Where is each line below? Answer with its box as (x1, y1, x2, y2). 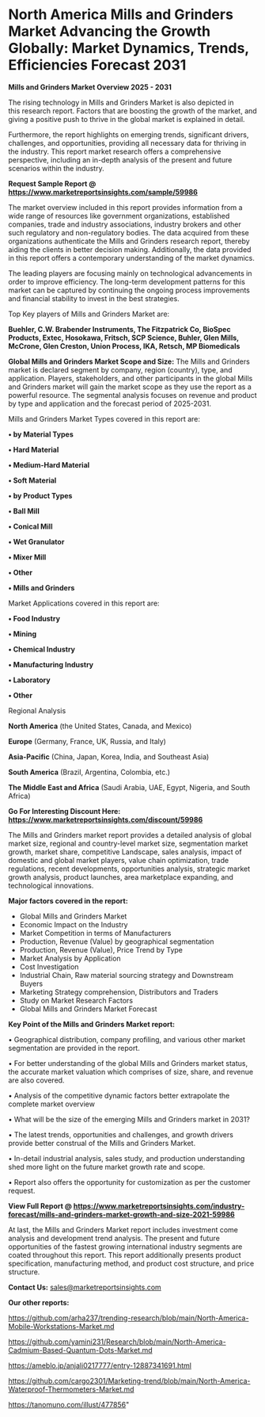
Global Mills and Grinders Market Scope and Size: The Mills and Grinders (8, 357, 251, 366)
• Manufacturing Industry (8, 659, 93, 669)
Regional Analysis (8, 705, 66, 715)
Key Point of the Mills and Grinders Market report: (8, 1019, 176, 1029)
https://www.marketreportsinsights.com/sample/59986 (8, 187, 198, 197)
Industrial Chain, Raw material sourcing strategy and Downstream (19, 970, 233, 980)
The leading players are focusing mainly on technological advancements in (8, 268, 252, 278)
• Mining (8, 628, 37, 639)
